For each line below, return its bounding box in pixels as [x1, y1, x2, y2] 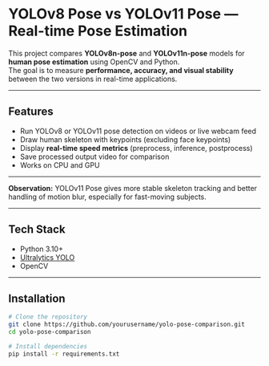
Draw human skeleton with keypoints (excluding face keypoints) [19, 134, 231, 144]
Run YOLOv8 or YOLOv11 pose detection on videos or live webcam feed [19, 126, 257, 136]
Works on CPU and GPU [19, 160, 100, 169]
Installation [8, 291, 66, 305]
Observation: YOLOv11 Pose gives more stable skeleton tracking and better [8, 183, 258, 193]
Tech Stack [8, 222, 66, 237]
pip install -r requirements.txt [8, 350, 120, 358]
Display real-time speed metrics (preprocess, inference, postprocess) [19, 143, 254, 152]
